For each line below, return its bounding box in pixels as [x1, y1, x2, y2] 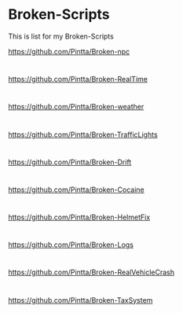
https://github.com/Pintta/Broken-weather [8, 102, 145, 112]
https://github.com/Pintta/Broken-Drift [8, 157, 132, 167]
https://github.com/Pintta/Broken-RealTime [8, 75, 148, 84]
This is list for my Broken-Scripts [8, 31, 114, 41]
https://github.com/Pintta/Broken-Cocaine [8, 185, 145, 194]
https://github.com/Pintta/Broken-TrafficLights [8, 130, 159, 139]
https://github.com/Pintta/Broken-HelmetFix [8, 212, 151, 222]
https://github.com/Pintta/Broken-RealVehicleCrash [8, 267, 175, 277]
